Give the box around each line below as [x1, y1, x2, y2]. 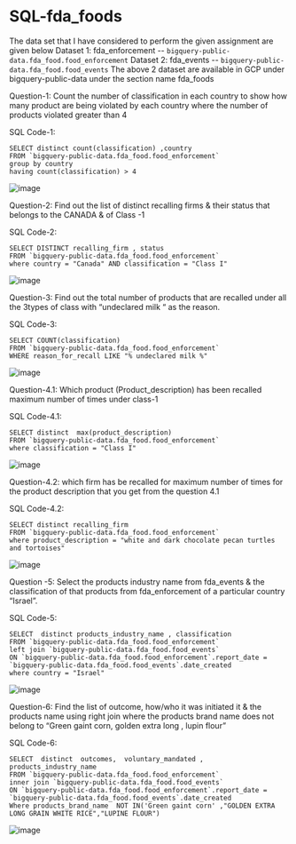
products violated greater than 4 [9, 109, 128, 120]
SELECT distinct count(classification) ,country [9, 144, 192, 153]
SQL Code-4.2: [9, 503, 65, 514]
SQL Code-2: [9, 227, 58, 237]
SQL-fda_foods [9, 6, 122, 27]
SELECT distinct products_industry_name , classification [9, 629, 232, 639]
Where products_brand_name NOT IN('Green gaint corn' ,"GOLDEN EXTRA [9, 801, 276, 810]
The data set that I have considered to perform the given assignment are [9, 36, 274, 46]
